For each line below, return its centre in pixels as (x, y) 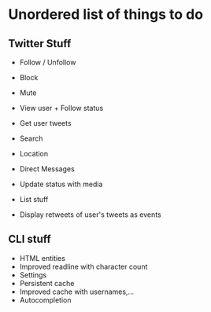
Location (34, 154)
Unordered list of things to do (105, 15)
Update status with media (61, 184)
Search (31, 138)
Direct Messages (47, 169)
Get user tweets (46, 123)
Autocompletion (45, 299)
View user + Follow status (61, 108)
